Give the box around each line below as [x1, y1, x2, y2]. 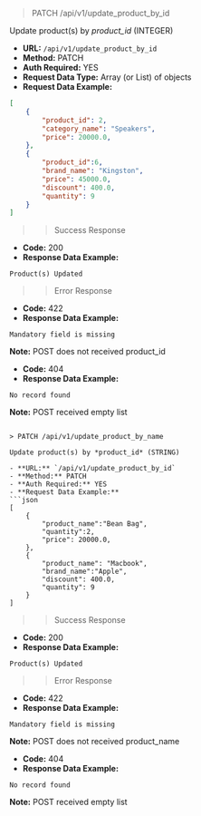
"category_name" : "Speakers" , [42, 124, 156, 133]
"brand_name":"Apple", [42, 567, 128, 577]
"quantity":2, [42, 528, 95, 537]
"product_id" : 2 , [42, 115, 107, 125]
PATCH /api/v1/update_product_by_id [31, 8, 170, 18]
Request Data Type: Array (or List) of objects [22, 72, 192, 83]
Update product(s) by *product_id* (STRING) [9, 448, 180, 457]
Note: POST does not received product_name [9, 736, 180, 747]
